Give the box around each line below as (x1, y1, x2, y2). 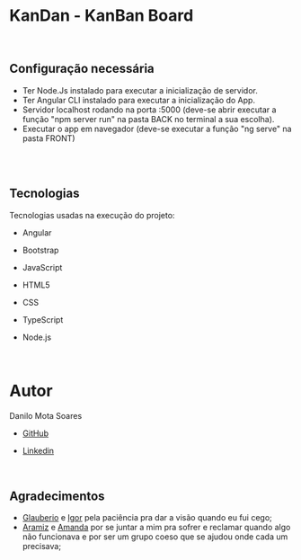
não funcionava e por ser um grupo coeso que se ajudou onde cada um (22, 531, 288, 542)
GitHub (22, 428, 49, 439)
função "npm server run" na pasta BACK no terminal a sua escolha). (22, 113, 275, 124)
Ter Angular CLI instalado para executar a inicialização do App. (22, 94, 256, 105)
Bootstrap (22, 244, 59, 255)
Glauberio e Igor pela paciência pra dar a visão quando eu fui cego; (22, 512, 272, 523)
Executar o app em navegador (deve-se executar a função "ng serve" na (22, 123, 292, 134)
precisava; (22, 541, 61, 552)
